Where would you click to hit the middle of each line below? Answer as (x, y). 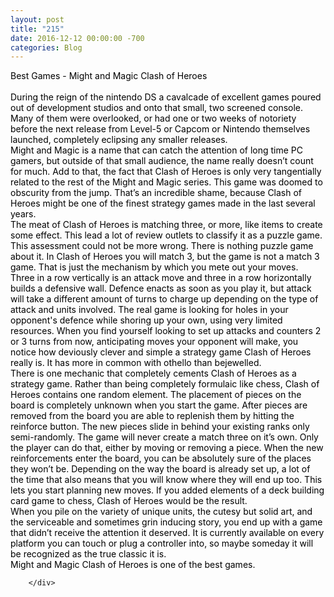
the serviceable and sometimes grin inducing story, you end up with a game (166, 522)
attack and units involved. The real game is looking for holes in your (149, 310)
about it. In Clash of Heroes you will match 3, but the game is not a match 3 (165, 257)
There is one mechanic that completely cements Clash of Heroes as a (153, 373)
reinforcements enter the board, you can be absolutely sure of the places (161, 458)
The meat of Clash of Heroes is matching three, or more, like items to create (166, 225)
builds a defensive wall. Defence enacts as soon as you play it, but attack (161, 288)
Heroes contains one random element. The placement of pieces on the (156, 395)
